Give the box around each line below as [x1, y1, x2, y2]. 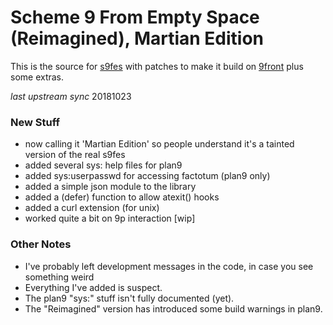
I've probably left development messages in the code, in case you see [24, 260, 314, 272]
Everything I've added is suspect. [24, 281, 163, 293]
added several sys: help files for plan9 [24, 159, 183, 171]
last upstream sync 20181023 [10, 90, 132, 102]
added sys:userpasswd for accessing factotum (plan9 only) [24, 170, 271, 182]
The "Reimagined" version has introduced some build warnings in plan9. [24, 302, 323, 315]
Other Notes [10, 237, 72, 251]
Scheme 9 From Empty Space [10, 6, 260, 29]
